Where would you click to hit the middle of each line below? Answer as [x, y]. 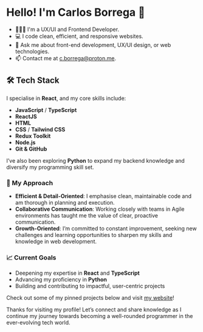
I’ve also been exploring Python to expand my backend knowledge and [96, 160]
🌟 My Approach [30, 183]
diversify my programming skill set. [50, 167]
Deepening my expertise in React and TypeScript [77, 273]
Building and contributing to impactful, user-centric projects [90, 286]
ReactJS [26, 116]
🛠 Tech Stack [33, 81]
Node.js [25, 142]
